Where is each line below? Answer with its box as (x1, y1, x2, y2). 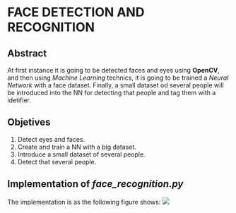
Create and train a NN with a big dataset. (17, 142, 136, 151)
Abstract (7, 47, 47, 59)
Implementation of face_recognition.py (7, 178, 184, 190)
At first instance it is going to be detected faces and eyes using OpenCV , (7, 66, 220, 74)
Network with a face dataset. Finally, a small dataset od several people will (7, 81, 224, 89)
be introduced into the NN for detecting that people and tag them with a (7, 89, 216, 97)
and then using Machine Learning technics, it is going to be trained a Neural (7, 73, 229, 82)
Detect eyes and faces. (17, 135, 85, 143)
